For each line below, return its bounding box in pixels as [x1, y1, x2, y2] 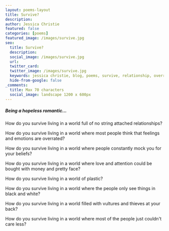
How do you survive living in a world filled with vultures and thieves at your [5, 201, 160, 207]
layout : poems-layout [5, 7, 51, 13]
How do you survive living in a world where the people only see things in [5, 186, 156, 192]
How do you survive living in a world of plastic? [5, 175, 103, 182]
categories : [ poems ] [5, 31, 49, 36]
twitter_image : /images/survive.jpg [10, 69, 87, 74]
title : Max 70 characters [10, 87, 64, 93]
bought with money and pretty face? [5, 166, 80, 172]
